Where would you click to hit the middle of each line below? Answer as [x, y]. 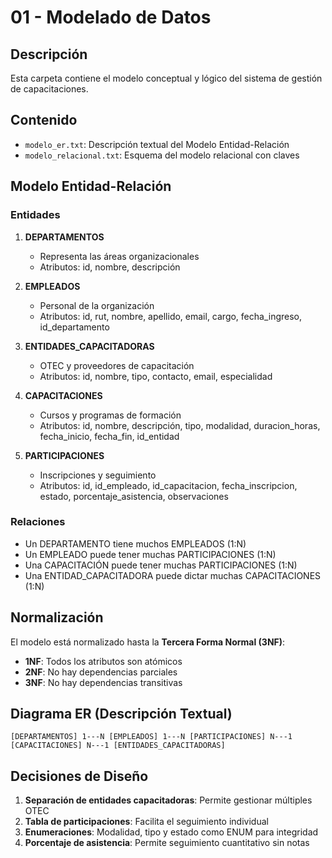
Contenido [44, 120]
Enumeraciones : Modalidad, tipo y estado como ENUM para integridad [171, 832]
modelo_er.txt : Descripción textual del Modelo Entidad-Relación [157, 144]
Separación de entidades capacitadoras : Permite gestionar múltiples [168, 800]
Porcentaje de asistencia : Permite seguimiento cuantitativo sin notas [167, 843]
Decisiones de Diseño [79, 776]
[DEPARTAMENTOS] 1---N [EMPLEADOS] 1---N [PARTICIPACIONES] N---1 [151, 737]
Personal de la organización [97, 305]
